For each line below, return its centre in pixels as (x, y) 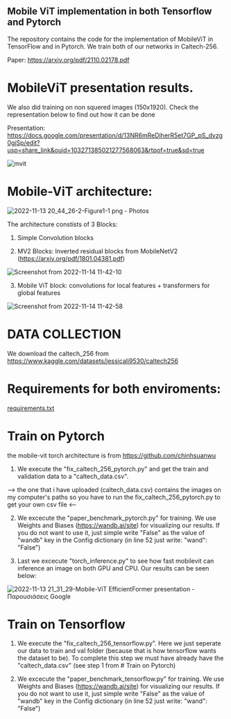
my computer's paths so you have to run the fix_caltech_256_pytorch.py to (114, 497)
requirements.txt (31, 408)
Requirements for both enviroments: (114, 389)
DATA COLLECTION (64, 334)
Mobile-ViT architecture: (80, 191)
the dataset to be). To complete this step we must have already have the (120, 658)
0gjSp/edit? (24, 142)
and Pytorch (34, 23)
